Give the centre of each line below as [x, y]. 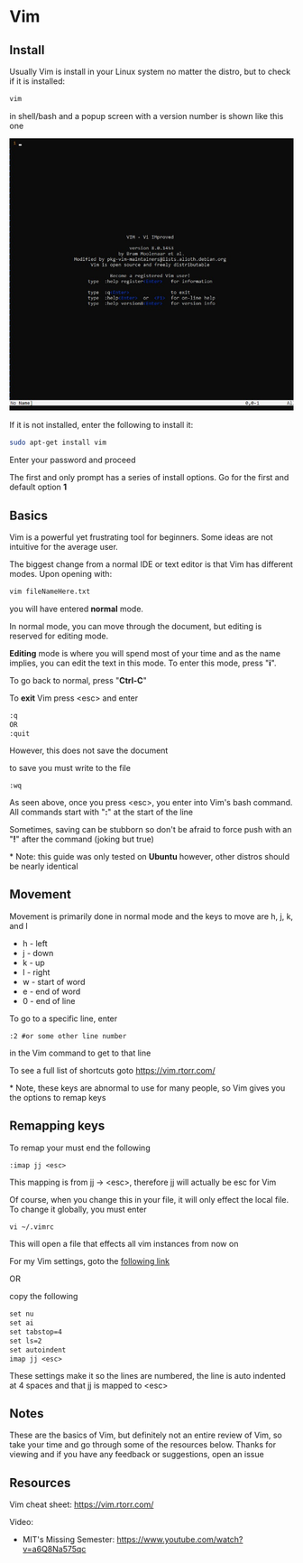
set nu [22, 1314]
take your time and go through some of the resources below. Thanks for [143, 1445]
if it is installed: [37, 81]
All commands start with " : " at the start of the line [101, 812]
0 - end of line [49, 1000]
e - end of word [51, 991]
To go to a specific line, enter [64, 1019]
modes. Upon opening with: [61, 574]
